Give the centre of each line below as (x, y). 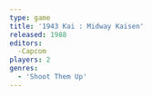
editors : (26, 43)
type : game (30, 18)
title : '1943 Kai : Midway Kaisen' (77, 26)
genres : (24, 69)
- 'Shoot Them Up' (53, 77)
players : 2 (30, 60)
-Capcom (32, 52)
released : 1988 (38, 34)
